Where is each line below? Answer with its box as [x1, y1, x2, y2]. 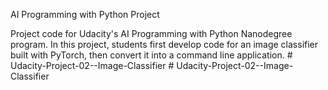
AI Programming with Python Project [10, 9, 160, 20]
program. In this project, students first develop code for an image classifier [10, 39, 319, 50]
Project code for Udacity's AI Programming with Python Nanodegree [10, 28, 293, 39]
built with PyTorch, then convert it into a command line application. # [10, 49, 293, 61]
